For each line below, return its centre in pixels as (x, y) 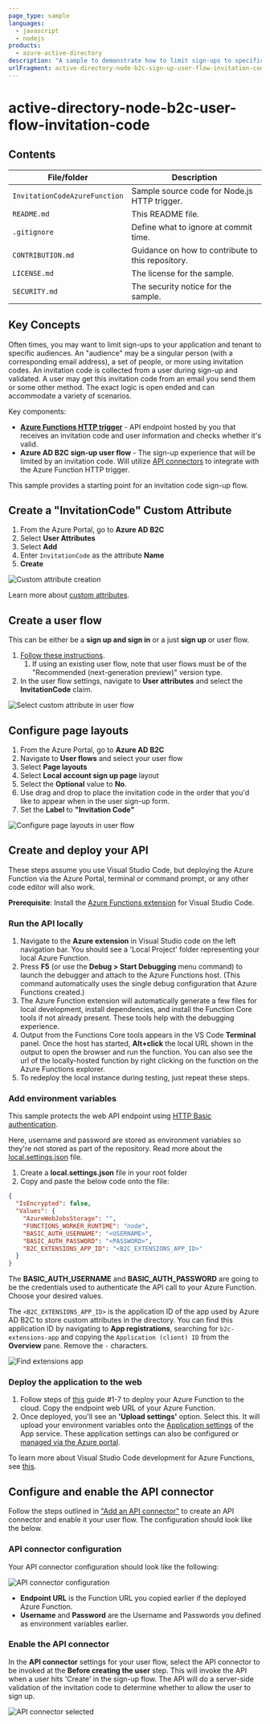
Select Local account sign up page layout (89, 776)
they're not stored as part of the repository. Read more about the (115, 1149)
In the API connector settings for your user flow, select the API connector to (134, 1661)
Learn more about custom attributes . (69, 595)
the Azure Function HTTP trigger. (75, 469)
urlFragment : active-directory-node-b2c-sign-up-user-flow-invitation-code (138, 68)
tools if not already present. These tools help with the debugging (127, 1018)
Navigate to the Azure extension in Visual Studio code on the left (128, 941)
